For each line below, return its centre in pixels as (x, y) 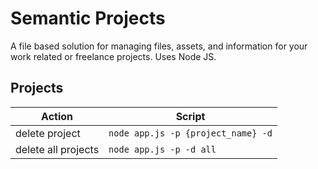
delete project (48, 133)
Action (57, 116)
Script (190, 116)
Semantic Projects (88, 18)
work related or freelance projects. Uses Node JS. (113, 56)
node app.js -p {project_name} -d (190, 133)
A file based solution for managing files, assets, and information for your (159, 46)
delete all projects (57, 149)
